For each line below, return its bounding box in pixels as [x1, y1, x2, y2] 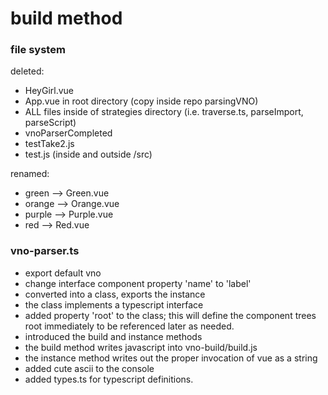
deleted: [10, 65, 45, 77]
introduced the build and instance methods [24, 330, 203, 342]
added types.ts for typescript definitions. [24, 373, 194, 385]
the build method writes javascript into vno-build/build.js [24, 341, 258, 353]
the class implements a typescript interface [24, 298, 204, 311]
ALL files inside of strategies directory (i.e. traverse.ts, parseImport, [24, 106, 304, 118]
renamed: [10, 168, 50, 180]
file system [10, 43, 66, 57]
